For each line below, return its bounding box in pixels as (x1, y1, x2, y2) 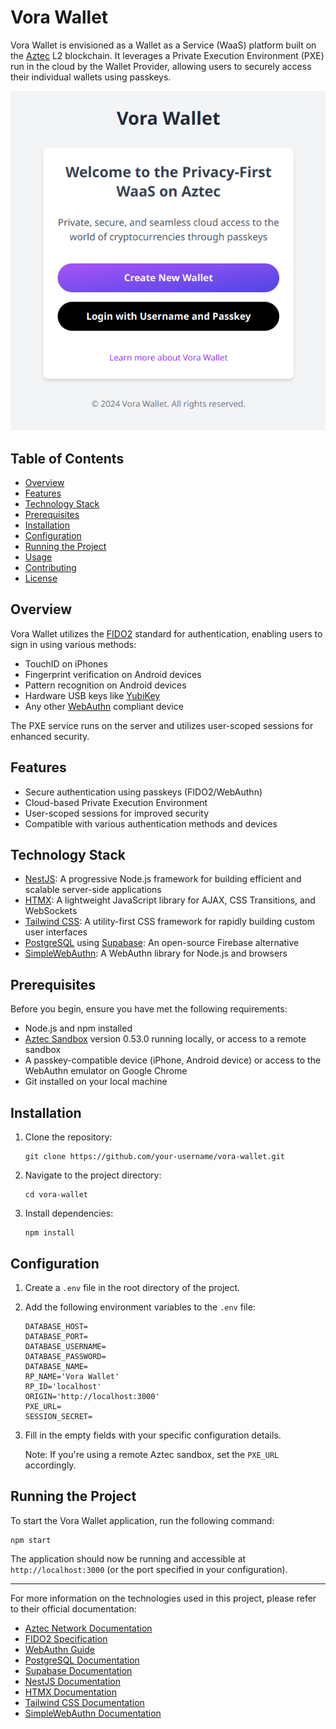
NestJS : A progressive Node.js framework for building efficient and (24, 873, 302, 885)
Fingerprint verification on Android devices (24, 668, 202, 680)
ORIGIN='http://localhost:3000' (24, 1391, 160, 1401)
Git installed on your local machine (24, 1076, 168, 1088)
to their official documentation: (10, 1602, 137, 1615)
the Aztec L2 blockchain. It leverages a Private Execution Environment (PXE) (10, 49, 325, 61)
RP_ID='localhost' (24, 1381, 102, 1391)
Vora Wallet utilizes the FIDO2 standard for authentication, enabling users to (10, 627, 323, 640)
